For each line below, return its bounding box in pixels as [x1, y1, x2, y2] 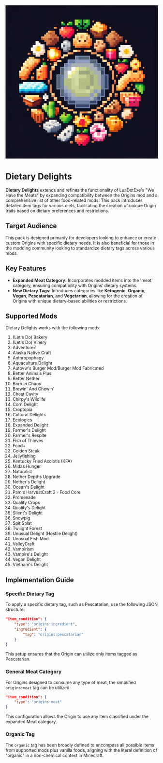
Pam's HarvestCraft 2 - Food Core [12, 489, 81, 495]
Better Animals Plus [12, 371, 52, 376]
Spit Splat [12, 520, 32, 526]
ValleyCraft [12, 541, 35, 547]
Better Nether [12, 375, 40, 382]
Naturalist [12, 469, 32, 475]
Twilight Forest [12, 526, 43, 532]
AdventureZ [12, 345, 36, 351]
